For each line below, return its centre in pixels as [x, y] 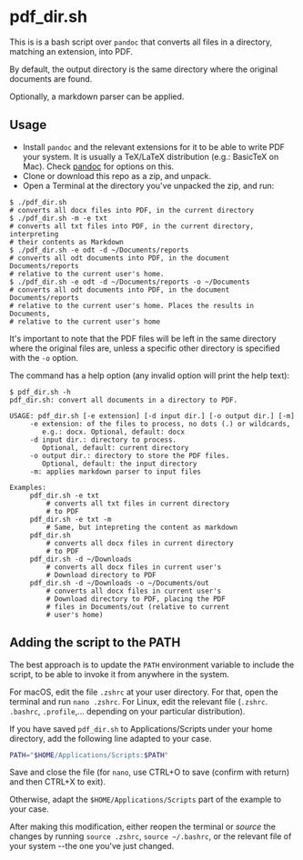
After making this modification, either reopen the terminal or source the [142, 827]
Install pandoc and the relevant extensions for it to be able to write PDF [153, 146]
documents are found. [51, 78]
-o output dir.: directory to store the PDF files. [130, 455]
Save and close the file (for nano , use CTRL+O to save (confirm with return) [149, 772]
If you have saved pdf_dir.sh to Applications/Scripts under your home [141, 728]
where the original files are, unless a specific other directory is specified [145, 348]
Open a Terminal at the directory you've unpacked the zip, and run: [148, 185]
